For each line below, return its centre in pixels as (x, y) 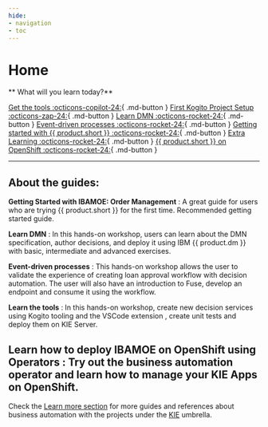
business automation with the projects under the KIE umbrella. (110, 414)
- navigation (30, 23)
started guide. (31, 219)
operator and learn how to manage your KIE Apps (133, 375)
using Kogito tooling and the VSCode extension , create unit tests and (122, 316)
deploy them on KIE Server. (53, 325)
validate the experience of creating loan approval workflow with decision (128, 275)
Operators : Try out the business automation (121, 362)
